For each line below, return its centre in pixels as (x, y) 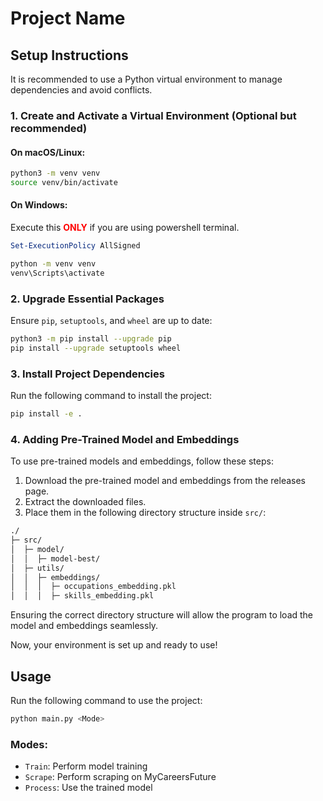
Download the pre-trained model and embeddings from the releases (165, 481)
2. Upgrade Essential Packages (87, 299)
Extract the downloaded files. (85, 502)
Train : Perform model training (86, 766)
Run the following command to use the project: (106, 701)
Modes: (29, 744)
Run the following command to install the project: (111, 396)
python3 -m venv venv (55, 173)
